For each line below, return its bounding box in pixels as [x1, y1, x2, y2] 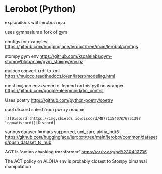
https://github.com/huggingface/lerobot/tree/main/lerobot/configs [5, 43, 138, 49]
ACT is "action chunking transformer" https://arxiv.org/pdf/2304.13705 [5, 149, 147, 154]
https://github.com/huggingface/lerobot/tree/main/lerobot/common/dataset [5, 134, 157, 140]
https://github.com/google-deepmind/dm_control [5, 87, 104, 93]
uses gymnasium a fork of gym [5, 29, 67, 35]
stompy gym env [5, 53, 39, 59]
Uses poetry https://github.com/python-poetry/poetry [5, 97, 113, 103]
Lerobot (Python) [5, 3, 76, 15]
